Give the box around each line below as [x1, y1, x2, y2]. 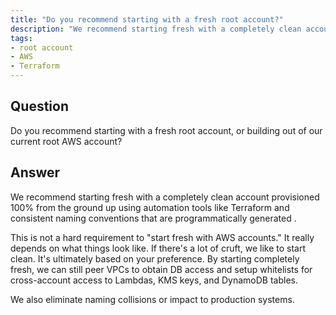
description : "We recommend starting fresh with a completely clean [10, 24, 302, 34]
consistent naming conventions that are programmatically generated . [10, 212, 297, 224]
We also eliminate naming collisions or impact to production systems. [10, 293, 295, 305]
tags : [10, 33, 33, 43]
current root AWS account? [10, 135, 123, 147]
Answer [10, 164, 61, 181]
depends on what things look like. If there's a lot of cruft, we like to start [10, 242, 307, 254]
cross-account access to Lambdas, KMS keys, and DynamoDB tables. [10, 274, 299, 286]
